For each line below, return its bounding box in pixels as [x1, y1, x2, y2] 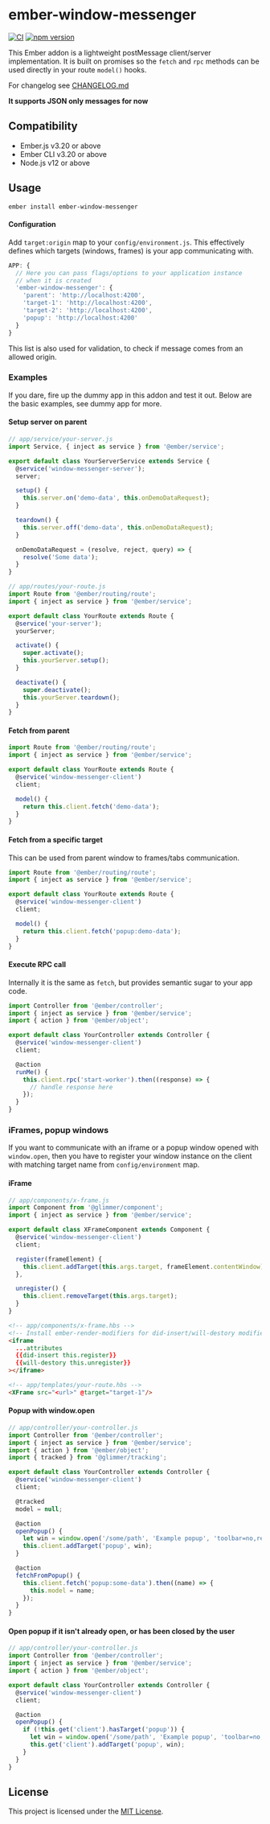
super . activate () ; [22, 649, 84, 657]
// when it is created [15, 276, 92, 285]
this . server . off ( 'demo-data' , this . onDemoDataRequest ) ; [22, 523, 215, 532]
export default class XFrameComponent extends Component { [8, 1225, 211, 1234]
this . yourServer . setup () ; [22, 657, 110, 665]
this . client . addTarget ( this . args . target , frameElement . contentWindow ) [22, 1262, 264, 1270]
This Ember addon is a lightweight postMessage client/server [8, 47, 211, 57]
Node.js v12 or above [19, 158, 91, 167]
